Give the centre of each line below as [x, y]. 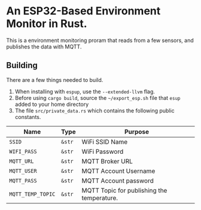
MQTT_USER [23, 171]
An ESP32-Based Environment [83, 11]
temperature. [100, 197]
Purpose [137, 132]
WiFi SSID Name [105, 142]
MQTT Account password [118, 181]
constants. [28, 117]
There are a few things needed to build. [55, 80]
